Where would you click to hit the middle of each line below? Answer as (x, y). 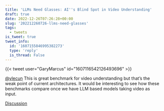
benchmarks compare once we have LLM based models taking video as (78, 89)
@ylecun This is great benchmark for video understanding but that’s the (78, 78)
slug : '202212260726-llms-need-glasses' (47, 23)
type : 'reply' (24, 50)
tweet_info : (17, 42)
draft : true (17, 14)
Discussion (16, 104)
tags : (11, 28)
